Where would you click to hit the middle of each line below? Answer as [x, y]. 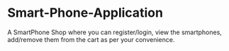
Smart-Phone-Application [85, 13]
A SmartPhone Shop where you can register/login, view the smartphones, [114, 32]
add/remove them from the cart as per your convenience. [91, 39]
